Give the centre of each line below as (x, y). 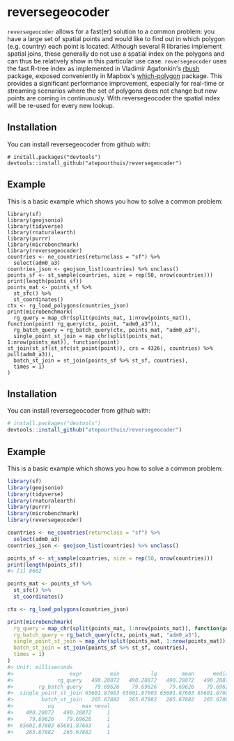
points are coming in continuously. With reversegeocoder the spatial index (114, 98)
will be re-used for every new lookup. (61, 105)
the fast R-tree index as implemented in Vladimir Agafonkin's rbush (103, 68)
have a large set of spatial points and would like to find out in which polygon (116, 38)
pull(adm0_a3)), (31, 354)
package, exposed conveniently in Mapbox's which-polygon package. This (115, 76)
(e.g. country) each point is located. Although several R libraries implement (115, 46)
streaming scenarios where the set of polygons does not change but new (112, 91)
